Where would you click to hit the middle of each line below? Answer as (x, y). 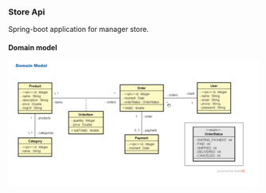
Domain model (33, 47)
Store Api (27, 12)
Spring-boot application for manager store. (78, 30)
